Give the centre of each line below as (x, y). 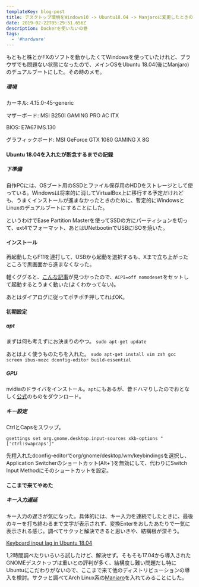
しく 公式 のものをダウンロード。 (45, 396)
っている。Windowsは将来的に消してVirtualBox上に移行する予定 (85, 193)
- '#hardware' (29, 39)
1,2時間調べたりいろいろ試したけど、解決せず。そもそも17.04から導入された (99, 555)
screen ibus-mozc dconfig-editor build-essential (69, 360)
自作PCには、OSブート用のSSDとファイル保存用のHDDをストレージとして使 (99, 185)
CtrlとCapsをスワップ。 (35, 427)
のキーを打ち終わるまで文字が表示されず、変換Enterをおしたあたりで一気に (98, 523)
